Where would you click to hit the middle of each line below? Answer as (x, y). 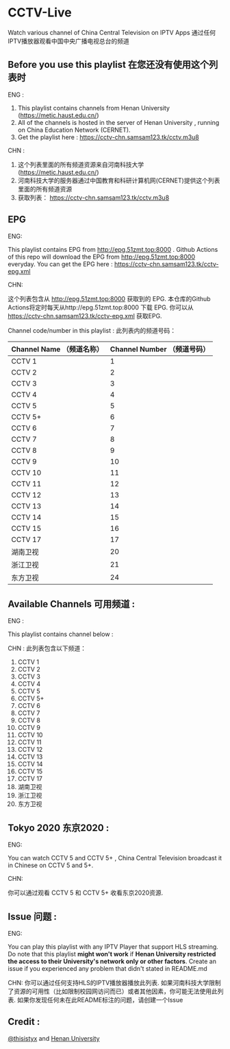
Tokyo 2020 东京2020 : (59, 828)
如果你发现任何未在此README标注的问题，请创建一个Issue (100, 1000)
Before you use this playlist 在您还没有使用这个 (108, 65)
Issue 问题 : (32, 916)
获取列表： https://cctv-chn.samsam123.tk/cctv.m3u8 (93, 198)
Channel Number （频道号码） (160, 349)
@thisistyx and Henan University (54, 1038)
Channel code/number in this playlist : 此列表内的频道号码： (92, 330)
